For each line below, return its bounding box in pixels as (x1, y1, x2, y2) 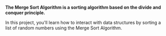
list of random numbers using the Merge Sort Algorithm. (5, 25, 122, 31)
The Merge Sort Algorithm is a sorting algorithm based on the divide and (5, 5, 161, 10)
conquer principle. (5, 10, 46, 16)
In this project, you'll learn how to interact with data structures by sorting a (5, 20, 161, 25)
